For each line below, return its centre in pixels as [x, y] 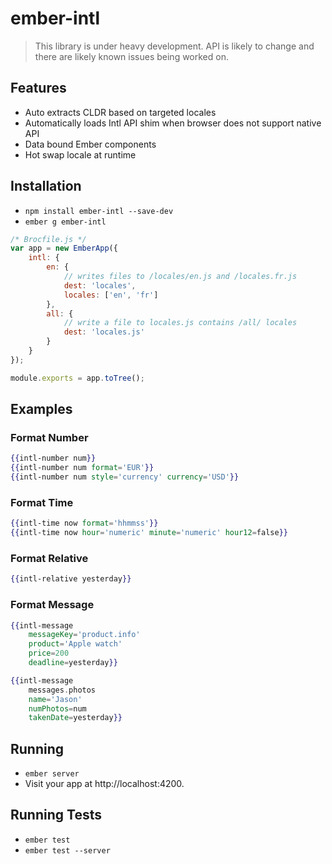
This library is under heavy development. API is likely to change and [174, 46]
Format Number [49, 437]
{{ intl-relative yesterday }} [71, 579]
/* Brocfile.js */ [48, 239]
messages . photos [62, 690]
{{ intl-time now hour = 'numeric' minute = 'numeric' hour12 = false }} [149, 533]
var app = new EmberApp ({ [64, 248]
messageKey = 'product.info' [84, 635]
